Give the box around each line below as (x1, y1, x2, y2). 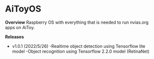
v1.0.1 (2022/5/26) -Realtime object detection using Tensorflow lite (12, 43, 146, 49)
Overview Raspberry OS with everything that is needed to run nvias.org (5, 19, 149, 25)
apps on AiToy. (5, 24, 35, 30)
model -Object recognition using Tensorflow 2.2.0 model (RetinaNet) (12, 48, 150, 54)
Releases (5, 34, 24, 40)
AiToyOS (5, 3, 41, 15)
